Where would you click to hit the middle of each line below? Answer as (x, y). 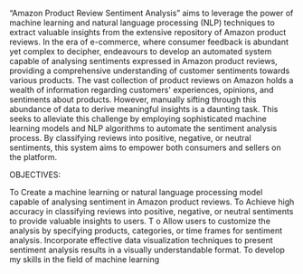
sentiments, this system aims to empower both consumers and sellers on (146, 147)
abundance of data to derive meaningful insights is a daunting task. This (144, 109)
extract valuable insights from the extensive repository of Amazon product (148, 32)
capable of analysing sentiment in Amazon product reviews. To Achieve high (152, 202)
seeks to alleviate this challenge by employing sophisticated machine (138, 118)
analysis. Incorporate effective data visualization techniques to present (141, 240)
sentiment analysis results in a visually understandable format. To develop (147, 250)
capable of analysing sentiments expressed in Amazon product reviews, (143, 61)
